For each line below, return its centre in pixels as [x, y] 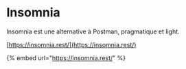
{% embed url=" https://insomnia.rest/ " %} [66, 58]
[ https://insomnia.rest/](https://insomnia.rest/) [71, 44]
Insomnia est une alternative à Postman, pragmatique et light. [93, 31]
